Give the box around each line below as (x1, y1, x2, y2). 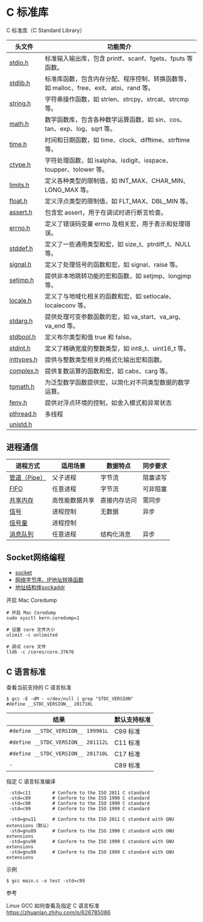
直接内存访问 (100, 496, 137, 505)
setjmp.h (9, 276, 34, 284)
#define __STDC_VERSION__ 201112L (9, 739, 109, 746)
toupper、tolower (44, 165, 95, 173)
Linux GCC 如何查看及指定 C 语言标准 (6, 902, 100, 909)
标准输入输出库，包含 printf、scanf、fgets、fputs (44, 54, 185, 62)
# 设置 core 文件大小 (6, 627, 56, 633)
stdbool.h (9, 332, 36, 341)
